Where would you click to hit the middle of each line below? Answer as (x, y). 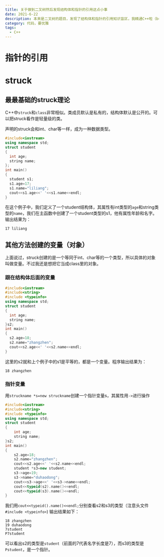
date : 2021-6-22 (21, 14)
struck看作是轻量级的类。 (39, 119)
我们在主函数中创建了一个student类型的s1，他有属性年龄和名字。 (92, 214)
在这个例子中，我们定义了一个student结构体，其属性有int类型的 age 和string (80, 207)
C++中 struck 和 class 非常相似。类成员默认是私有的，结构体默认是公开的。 (79, 112)
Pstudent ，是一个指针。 (29, 550)
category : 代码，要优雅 (27, 23)
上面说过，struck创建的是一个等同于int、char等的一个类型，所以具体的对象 (80, 257)
